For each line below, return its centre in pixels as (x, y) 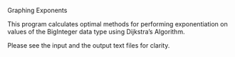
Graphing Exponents (37, 10)
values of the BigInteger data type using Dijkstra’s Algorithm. (96, 32)
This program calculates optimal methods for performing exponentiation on (117, 24)
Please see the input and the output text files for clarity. (89, 45)
